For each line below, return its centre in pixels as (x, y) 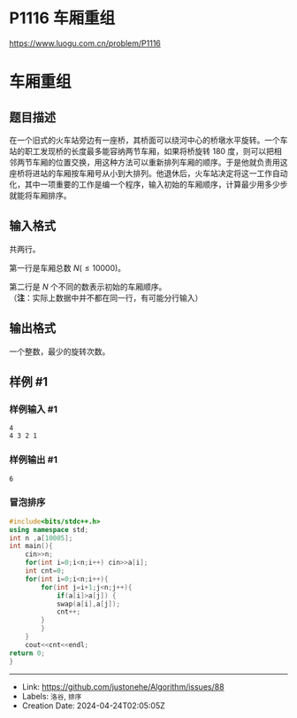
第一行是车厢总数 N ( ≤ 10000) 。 (68, 267)
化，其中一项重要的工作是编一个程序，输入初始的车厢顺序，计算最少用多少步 (148, 184)
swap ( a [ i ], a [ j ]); (88, 604)
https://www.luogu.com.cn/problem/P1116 (85, 43)
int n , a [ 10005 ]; (41, 538)
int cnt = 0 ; (45, 571)
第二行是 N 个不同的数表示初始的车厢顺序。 (88, 286)
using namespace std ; (49, 529)
